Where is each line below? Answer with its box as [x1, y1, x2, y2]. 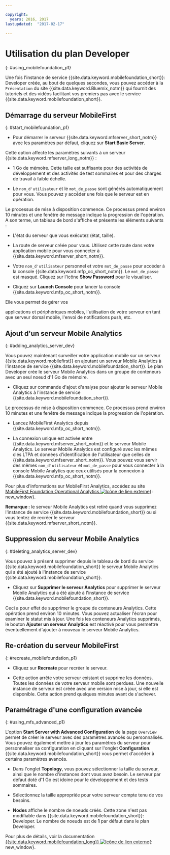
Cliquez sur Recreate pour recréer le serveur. [12, 664, 108, 671]
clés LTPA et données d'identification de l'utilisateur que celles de [12, 451, 151, 458]
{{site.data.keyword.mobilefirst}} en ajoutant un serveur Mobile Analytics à [5, 358, 161, 364]
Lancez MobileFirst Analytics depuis [12, 420, 89, 426]
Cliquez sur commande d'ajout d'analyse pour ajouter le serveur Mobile [12, 384, 163, 390]
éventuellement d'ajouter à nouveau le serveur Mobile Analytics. [5, 626, 140, 632]
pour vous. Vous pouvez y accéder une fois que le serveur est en [12, 191, 149, 197]
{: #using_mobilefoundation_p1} [5, 65, 72, 71]
